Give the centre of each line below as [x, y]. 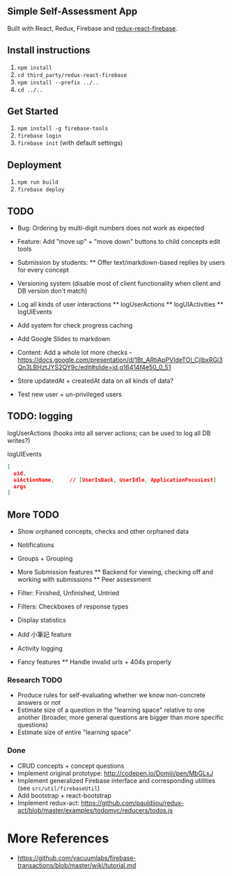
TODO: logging [40, 416]
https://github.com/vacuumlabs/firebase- [77, 858]
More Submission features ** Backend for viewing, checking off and [115, 572]
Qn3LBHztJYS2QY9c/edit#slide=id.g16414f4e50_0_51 [94, 367]
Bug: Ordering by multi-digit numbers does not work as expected [111, 228]
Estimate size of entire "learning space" [74, 732]
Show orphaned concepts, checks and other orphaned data [103, 532]
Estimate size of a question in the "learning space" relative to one [111, 710]
